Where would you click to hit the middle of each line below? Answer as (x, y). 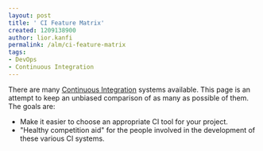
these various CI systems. (62, 138)
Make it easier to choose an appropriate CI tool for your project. (124, 121)
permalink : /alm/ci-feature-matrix (67, 45)
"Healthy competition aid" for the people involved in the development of (137, 130)
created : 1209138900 (43, 30)
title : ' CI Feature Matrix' (56, 23)
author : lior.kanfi (41, 38)
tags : (17, 52)
